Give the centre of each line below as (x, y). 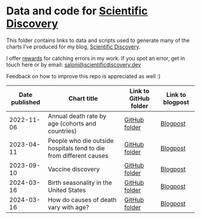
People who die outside (81, 141)
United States (67, 190)
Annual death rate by (77, 116)
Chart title (83, 98)
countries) (62, 131)
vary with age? (68, 207)
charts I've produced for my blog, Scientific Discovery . (73, 47)
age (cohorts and (72, 123)
